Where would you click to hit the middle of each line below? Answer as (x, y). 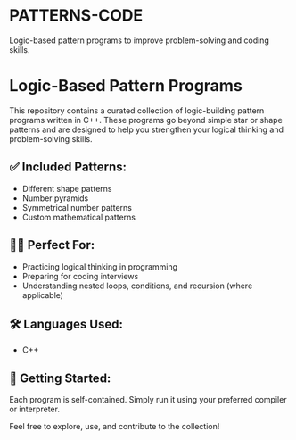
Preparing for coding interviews (80, 276)
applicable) (43, 295)
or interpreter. (35, 409)
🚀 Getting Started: (60, 378)
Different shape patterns (67, 188)
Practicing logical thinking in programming (100, 266)
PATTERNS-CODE (76, 16)
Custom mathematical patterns (79, 217)
